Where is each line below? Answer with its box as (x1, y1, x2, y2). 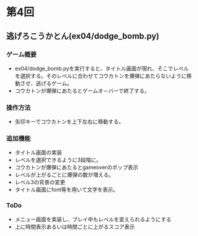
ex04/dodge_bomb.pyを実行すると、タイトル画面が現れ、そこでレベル (14, 65, 189, 72)
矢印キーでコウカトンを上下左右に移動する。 (14, 118, 124, 125)
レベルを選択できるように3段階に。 (14, 156, 102, 163)
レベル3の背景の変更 (14, 179, 65, 186)
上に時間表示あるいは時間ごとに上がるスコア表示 (14, 223, 135, 230)
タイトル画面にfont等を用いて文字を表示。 (14, 186, 119, 193)
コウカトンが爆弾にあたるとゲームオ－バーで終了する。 (14, 87, 150, 94)
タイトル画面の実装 (14, 149, 62, 156)
